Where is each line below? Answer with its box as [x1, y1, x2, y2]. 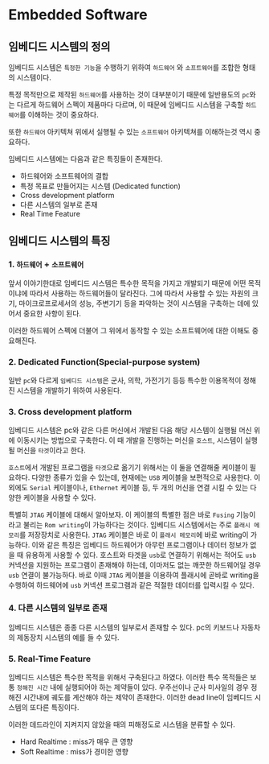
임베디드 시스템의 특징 [8, 234, 111, 248]
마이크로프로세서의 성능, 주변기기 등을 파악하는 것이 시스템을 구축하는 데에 [18, 298, 251, 308]
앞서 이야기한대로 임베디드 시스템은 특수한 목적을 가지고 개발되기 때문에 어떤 [8, 278, 247, 287]
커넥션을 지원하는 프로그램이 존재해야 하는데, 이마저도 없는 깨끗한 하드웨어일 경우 [8, 560, 262, 570]
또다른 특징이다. [29, 702, 79, 712]
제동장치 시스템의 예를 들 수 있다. [16, 632, 120, 642]
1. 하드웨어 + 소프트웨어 [8, 259, 84, 270]
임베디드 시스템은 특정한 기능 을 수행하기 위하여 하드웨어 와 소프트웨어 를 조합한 [8, 63, 241, 72]
